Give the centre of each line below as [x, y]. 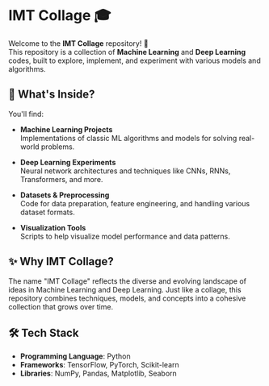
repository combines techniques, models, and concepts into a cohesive [127, 298]
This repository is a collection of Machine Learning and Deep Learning [127, 52]
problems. [58, 147]
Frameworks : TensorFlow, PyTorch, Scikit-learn [99, 365]
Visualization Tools [53, 227]
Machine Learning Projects [66, 129]
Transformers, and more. [61, 179]
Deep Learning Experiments [68, 162]
